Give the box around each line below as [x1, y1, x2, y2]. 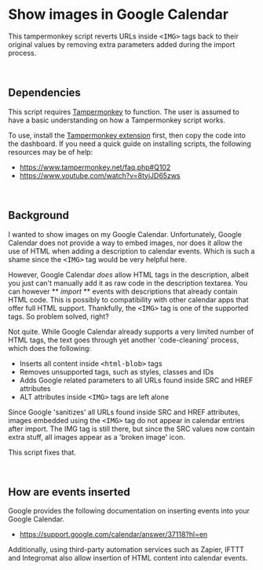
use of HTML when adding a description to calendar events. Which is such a [8, 246, 255, 256]
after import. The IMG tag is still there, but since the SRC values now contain [8, 424, 255, 433]
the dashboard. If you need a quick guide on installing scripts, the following [8, 139, 251, 148]
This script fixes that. [8, 448, 77, 457]
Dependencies [8, 86, 81, 100]
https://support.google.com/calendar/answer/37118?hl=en [19, 530, 208, 539]
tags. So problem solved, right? [8, 312, 110, 321]
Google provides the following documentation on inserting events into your [8, 506, 250, 516]
